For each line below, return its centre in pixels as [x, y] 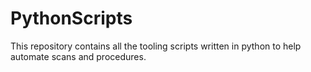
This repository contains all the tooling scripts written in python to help [156, 46]
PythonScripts [71, 18]
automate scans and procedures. [78, 56]
